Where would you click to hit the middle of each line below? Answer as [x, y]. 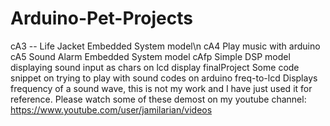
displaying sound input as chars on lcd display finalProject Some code [155, 67]
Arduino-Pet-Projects [101, 18]
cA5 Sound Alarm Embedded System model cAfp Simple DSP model [150, 56]
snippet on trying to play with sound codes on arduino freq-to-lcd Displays [164, 78]
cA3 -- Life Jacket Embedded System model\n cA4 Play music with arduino [165, 46]
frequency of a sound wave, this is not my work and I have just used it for [161, 88]
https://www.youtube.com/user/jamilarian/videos [111, 109]
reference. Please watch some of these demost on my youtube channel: [158, 99]
